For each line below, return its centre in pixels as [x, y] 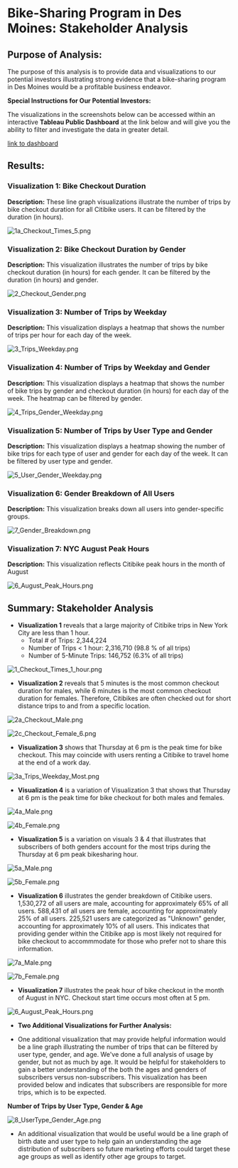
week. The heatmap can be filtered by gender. [75, 398]
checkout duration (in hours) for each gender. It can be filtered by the [109, 272]
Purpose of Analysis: [55, 55]
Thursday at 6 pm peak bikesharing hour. [78, 854]
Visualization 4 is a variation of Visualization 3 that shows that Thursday [124, 790]
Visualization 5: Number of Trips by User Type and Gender [110, 431]
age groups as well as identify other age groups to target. [102, 1157]
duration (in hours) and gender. [53, 280]
